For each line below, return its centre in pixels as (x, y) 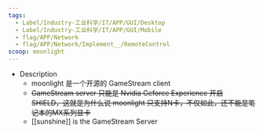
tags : (17, 15)
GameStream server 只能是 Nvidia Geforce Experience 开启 (127, 93)
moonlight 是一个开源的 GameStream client (101, 83)
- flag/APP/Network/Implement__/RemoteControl (93, 45)
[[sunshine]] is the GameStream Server (95, 121)
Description (38, 74)
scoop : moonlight (37, 52)
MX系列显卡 (71, 113)
